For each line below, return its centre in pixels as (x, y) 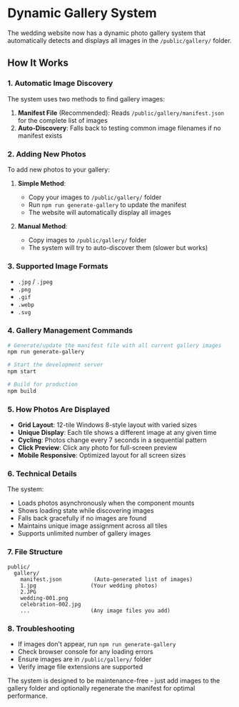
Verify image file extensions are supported (80, 666)
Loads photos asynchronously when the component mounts (106, 503)
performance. (27, 696)
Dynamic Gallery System (82, 13)
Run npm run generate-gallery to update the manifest (107, 204)
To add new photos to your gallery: (59, 169)
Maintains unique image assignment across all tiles (92, 526)
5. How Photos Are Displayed (59, 409)
